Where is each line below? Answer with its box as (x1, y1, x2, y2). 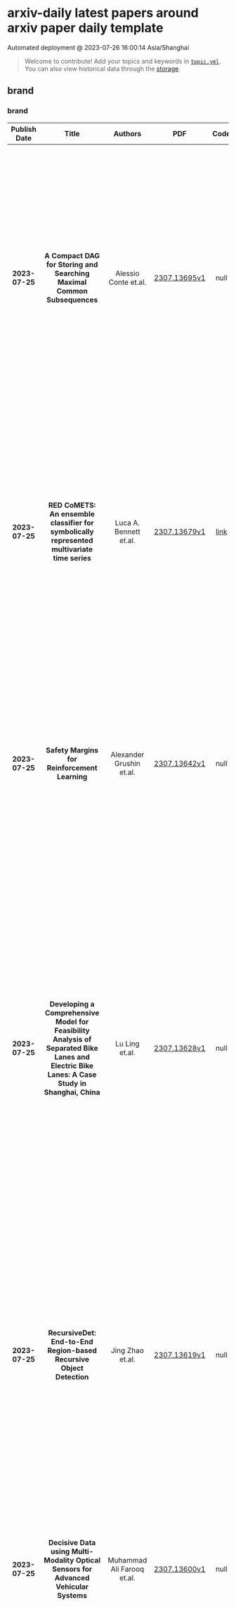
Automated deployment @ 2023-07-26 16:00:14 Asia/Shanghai (7, 43, 190, 51)
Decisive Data (48, 1537, 96, 1547)
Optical (75, 1555, 100, 1565)
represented (51, 535, 93, 545)
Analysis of (52, 1034, 92, 1044)
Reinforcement (46, 763, 98, 773)
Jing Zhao (111, 1345, 144, 1355)
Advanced (54, 1572, 90, 1582)
